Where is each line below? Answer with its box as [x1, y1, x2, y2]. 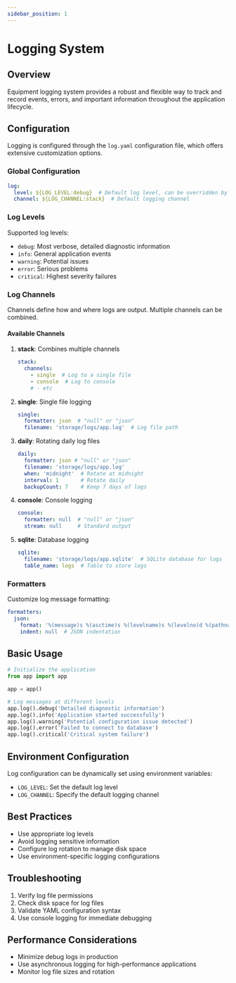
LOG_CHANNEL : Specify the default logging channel [17, 790, 159, 798]
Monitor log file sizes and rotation [17, 967, 114, 976]
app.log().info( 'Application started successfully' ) [7, 711, 165, 719]
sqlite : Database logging [17, 536, 89, 544]
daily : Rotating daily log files [17, 437, 100, 445]
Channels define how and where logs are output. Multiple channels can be [7, 305, 223, 314]
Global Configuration [7, 166, 81, 176]
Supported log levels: [7, 228, 69, 237]
